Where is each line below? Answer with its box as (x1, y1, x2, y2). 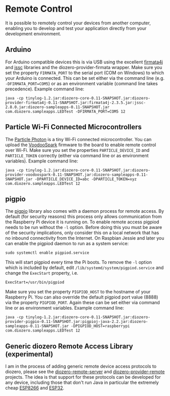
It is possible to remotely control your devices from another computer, (5, 20, 151, 26)
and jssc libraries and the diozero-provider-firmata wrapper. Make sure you (5, 64, 162, 70)
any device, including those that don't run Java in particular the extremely (5, 379, 159, 386)
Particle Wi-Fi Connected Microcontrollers (5, 123, 142, 131)
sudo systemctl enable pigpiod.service (5, 250, 90, 255)
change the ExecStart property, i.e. (5, 270, 78, 276)
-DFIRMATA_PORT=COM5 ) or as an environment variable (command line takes (5, 80, 158, 86)
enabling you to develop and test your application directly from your (5, 25, 147, 31)
